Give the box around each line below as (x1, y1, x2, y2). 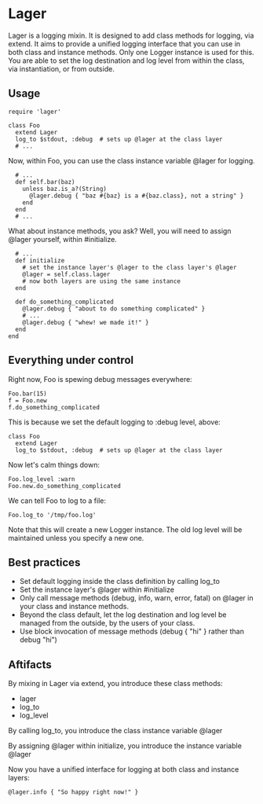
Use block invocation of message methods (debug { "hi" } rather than (19, 626, 245, 637)
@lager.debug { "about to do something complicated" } (22, 304, 206, 313)
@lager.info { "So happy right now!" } (8, 788, 139, 796)
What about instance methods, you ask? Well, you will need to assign (8, 226, 232, 236)
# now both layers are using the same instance (22, 277, 181, 285)
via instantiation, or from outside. (8, 64, 115, 73)
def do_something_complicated (15, 298, 114, 306)
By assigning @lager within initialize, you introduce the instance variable (8, 741, 242, 751)
